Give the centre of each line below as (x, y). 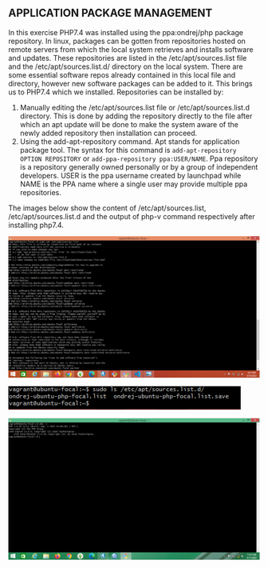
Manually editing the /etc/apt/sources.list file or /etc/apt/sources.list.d (134, 107)
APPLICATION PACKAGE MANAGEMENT (110, 13)
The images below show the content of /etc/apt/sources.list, (107, 208)
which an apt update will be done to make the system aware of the (129, 124)
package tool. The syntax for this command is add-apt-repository (128, 150)
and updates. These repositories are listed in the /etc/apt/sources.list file (128, 58)
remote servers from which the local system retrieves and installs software (131, 49)
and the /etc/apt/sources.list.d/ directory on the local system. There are (126, 66)
